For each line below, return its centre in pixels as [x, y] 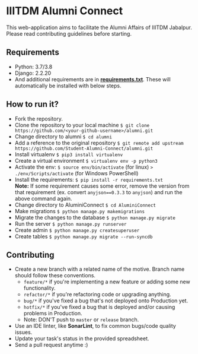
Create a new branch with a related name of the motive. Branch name [100, 269]
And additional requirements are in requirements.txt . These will [92, 79]
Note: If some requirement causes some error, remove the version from [102, 186]
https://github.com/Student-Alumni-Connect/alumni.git [84, 148]
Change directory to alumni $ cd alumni [63, 136]
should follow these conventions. [55, 276]
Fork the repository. [39, 118]
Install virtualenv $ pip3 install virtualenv [69, 154]
